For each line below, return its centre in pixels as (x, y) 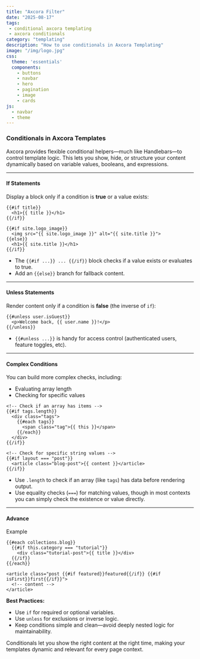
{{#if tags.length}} (32, 411)
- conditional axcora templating (50, 28)
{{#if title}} (24, 208)
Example (17, 532)
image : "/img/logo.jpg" (36, 51)
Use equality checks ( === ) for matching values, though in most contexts (102, 493)
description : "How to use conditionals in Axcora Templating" (85, 45)
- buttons (29, 73)
